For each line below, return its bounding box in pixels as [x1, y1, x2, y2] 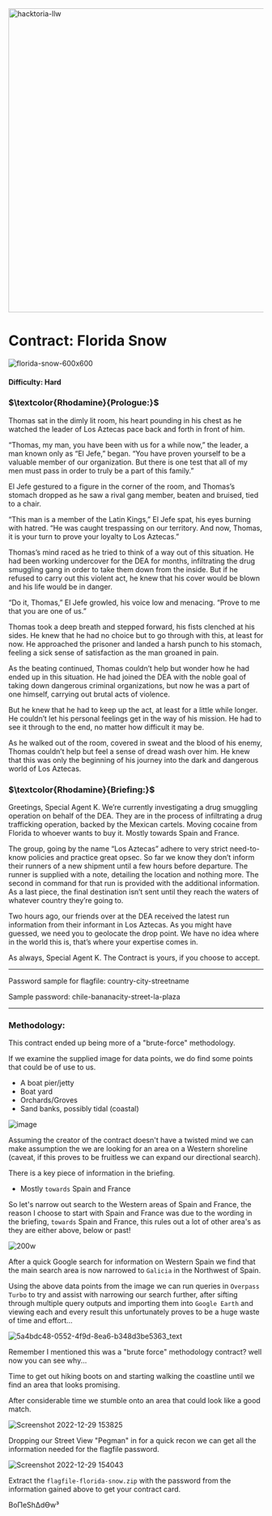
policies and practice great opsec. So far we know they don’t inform [28, 853, 255, 863]
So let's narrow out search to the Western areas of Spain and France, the [8, 1200, 252, 1210]
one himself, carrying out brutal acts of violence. [8, 689, 170, 699]
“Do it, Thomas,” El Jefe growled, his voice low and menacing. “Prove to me [8, 597, 261, 607]
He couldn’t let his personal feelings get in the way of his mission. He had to [8, 713, 261, 723]
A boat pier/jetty [19, 1078, 74, 1088]
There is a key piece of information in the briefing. [8, 1168, 176, 1178]
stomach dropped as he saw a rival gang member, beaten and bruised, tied [8, 490, 259, 499]
